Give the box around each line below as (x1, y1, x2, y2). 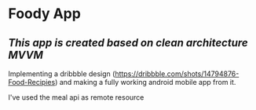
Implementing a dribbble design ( (8, 69, 115, 79)
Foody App (8, 5, 81, 23)
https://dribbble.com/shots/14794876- (115, 69, 240, 79)
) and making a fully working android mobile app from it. (54, 78, 236, 86)
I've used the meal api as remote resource (8, 93, 144, 102)
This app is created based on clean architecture (8, 36, 249, 49)
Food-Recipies (8, 78, 56, 86)
